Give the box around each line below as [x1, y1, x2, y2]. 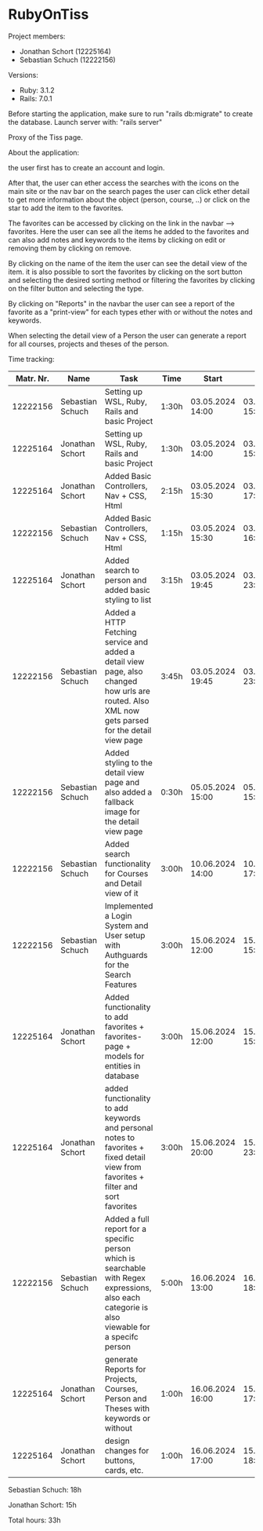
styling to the [104, 757, 153, 768]
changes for [104, 1445, 150, 1456]
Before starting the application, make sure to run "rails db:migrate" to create [8, 108, 253, 119]
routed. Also [104, 695, 150, 706]
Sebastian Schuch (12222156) [19, 55, 116, 64]
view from [104, 1161, 142, 1172]
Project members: [8, 31, 66, 41]
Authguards [104, 949, 148, 960]
